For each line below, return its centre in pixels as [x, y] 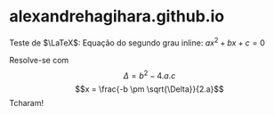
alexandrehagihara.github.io [117, 16]
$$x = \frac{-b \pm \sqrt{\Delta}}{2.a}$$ [149, 89]
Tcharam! [27, 103]
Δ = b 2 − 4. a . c [149, 75]
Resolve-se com [39, 60]
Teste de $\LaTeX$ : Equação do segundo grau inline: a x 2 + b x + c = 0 [137, 42]
